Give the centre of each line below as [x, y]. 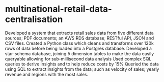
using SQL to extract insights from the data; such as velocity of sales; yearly [82, 69]
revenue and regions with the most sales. [47, 74]
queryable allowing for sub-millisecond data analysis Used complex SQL [78, 59]
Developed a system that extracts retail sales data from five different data [79, 33]
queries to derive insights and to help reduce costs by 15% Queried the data [82, 64]
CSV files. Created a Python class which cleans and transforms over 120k [79, 43]
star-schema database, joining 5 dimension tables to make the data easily [80, 53]
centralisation [34, 19]
